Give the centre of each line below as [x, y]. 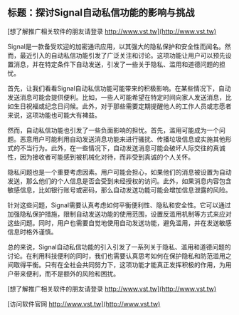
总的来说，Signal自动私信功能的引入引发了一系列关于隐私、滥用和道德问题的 [119, 247]
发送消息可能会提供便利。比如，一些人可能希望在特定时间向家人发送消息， [116, 97]
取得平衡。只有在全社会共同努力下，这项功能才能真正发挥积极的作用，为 [119, 264]
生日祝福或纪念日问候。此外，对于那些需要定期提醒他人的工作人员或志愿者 [122, 106]
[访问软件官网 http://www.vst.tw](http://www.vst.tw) [84, 304]
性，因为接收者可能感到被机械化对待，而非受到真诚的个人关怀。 [101, 157]
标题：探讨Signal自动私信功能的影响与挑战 [101, 13]
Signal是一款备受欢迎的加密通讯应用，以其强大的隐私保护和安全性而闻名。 [116, 46]
